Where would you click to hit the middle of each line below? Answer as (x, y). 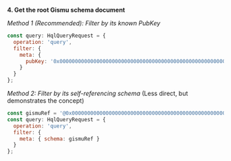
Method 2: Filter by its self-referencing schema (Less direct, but (98, 93)
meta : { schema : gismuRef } (59, 139)
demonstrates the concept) (46, 101)
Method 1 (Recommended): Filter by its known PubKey (84, 23)
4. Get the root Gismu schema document (66, 10)
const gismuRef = (32, 113)
